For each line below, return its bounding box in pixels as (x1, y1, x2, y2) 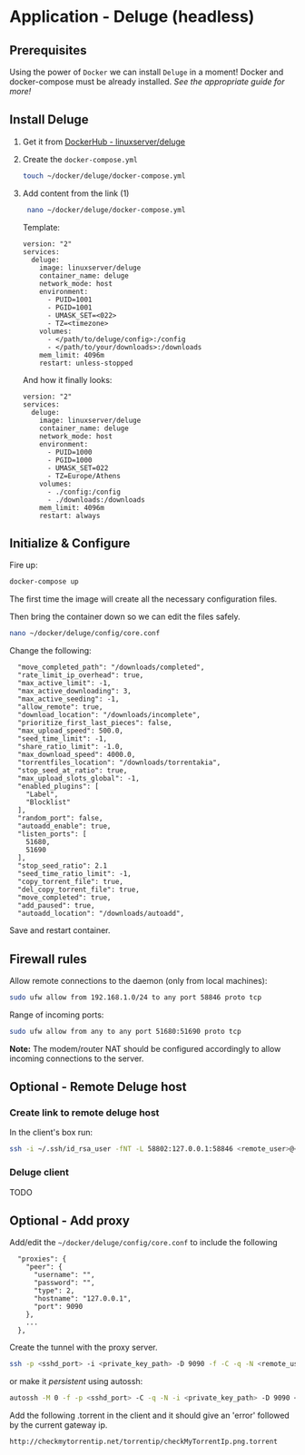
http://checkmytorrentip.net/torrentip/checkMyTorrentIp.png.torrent (9, 1437, 279, 1447)
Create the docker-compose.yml (22, 153, 138, 164)
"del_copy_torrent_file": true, (17, 885, 141, 895)
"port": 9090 (33, 1303, 84, 1312)
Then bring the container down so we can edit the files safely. (9, 611, 241, 623)
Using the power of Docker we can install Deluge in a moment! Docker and (9, 66, 284, 77)
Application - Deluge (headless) (9, 6, 255, 27)
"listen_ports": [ (17, 830, 88, 839)
